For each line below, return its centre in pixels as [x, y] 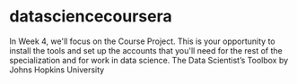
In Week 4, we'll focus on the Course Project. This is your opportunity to [142, 41]
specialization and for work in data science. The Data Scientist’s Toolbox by [149, 60]
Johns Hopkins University [57, 70]
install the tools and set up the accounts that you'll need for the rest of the [146, 50]
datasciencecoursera [91, 17]
